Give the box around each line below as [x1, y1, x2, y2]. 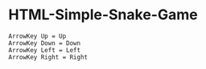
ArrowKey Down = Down [8, 39, 81, 47]
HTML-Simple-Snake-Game [8, 6, 199, 24]
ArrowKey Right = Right [8, 53, 89, 61]
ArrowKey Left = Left [8, 46, 81, 54]
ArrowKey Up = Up [8, 32, 67, 40]
